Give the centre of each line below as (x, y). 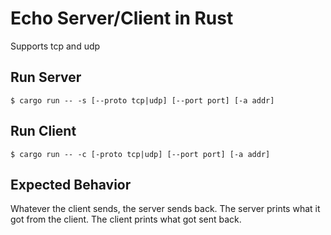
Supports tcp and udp (55, 46)
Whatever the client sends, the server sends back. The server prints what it (165, 209)
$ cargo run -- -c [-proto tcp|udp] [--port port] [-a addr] (140, 154)
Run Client (43, 131)
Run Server (46, 77)
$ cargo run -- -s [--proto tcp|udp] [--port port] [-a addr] (142, 100)
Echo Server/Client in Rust (122, 18)
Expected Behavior (71, 184)
